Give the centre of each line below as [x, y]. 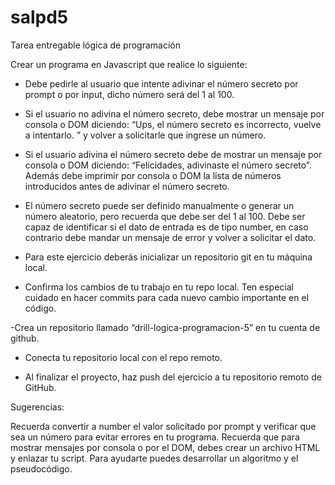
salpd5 [39, 17]
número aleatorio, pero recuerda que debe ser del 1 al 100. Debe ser [165, 216]
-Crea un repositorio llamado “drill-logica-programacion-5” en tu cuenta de [165, 327]
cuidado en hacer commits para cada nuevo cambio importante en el [167, 297]
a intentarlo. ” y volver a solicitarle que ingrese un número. [145, 135]
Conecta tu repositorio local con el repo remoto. [123, 357]
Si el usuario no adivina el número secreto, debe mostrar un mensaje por [174, 113]
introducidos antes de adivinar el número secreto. [127, 186]
